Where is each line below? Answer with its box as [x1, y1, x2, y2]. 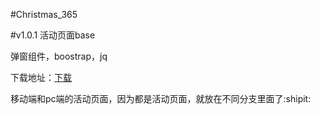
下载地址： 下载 [10, 72, 72, 83]
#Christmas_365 [10, 9, 78, 20]
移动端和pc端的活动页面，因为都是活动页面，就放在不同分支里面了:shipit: [10, 93, 312, 104]
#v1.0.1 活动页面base [10, 29, 96, 41]
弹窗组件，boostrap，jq [10, 50, 108, 62]
